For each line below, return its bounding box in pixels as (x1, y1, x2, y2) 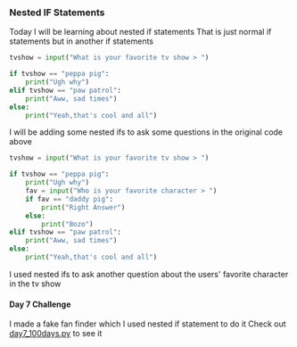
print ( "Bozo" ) (41, 219, 94, 228)
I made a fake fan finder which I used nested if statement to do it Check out (9, 318, 287, 329)
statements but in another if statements (9, 36, 154, 46)
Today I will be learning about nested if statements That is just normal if (9, 27, 272, 37)
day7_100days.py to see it (9, 328, 103, 339)
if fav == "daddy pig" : (25, 194, 114, 203)
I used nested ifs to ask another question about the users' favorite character (9, 269, 289, 279)
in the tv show (9, 278, 62, 289)
